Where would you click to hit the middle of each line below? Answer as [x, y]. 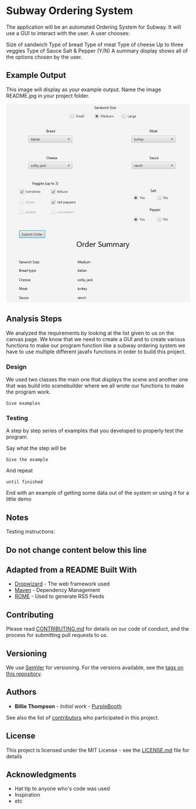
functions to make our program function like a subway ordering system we [96, 345]
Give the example [27, 460]
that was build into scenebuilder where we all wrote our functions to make [95, 386]
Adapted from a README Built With [71, 569]
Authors [21, 692]
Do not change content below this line [77, 550]
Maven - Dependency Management [57, 590]
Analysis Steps [34, 319]
